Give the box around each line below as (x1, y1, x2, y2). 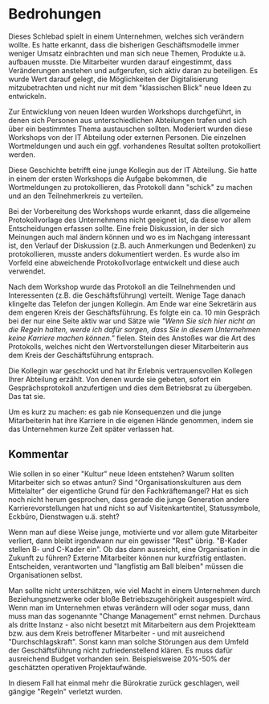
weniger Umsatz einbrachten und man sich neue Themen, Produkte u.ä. (8, 48, 247, 58)
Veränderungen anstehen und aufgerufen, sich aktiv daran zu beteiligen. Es (8, 65, 259, 75)
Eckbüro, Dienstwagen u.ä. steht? (8, 512, 120, 521)
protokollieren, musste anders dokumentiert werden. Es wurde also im (8, 249, 240, 258)
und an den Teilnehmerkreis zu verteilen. (8, 191, 144, 200)
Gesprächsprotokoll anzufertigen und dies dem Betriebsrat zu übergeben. (8, 383, 253, 393)
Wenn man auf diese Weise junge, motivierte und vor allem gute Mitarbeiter (8, 527, 259, 537)
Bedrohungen (8, 5, 102, 23)
